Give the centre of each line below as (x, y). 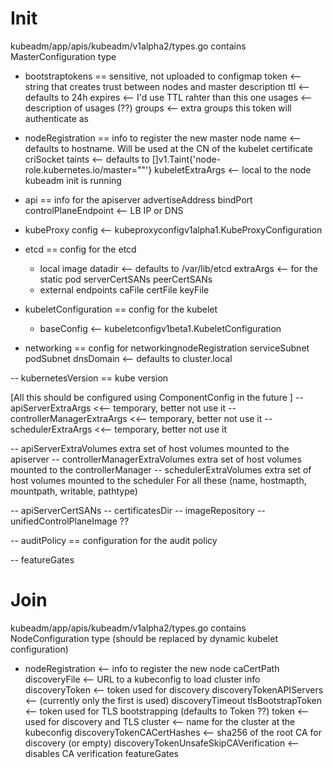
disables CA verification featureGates (102, 753)
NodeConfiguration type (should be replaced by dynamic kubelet (144, 638)
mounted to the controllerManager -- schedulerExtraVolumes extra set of (161, 469)
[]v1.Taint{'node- (186, 159)
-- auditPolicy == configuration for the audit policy (114, 540)
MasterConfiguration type (63, 56)
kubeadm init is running (73, 180)
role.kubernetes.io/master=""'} (88, 169)
